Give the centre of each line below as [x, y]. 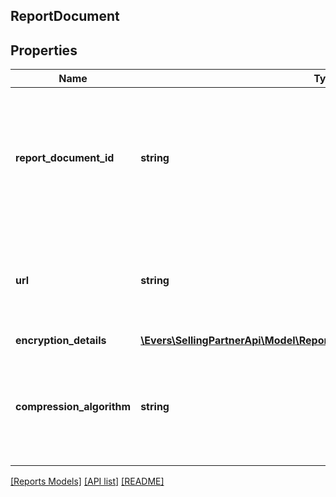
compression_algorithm [73, 407]
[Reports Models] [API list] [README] [87, 481]
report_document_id [65, 158]
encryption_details [61, 341]
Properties [44, 50]
